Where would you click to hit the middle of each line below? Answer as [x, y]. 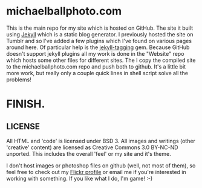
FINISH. [26, 104]
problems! [19, 79]
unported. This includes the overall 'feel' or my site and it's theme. [89, 153]
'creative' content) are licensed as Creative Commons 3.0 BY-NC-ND [92, 147]
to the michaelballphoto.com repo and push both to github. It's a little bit [96, 66]
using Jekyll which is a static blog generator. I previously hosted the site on [100, 34]
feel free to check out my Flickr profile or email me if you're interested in [96, 172]
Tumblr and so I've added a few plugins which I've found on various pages [99, 41]
